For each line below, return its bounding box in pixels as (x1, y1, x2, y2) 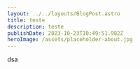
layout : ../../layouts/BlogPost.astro (7, 10, 120, 17)
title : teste (7, 17, 45, 24)
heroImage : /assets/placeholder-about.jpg (7, 36, 133, 43)
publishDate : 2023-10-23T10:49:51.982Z (7, 29, 124, 37)
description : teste (7, 23, 64, 30)
